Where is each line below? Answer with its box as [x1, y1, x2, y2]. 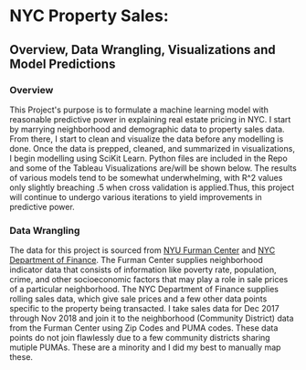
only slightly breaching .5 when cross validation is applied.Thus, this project [9, 182, 295, 193]
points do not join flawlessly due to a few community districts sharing [9, 333, 271, 344]
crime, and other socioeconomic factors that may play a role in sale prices [9, 274, 289, 285]
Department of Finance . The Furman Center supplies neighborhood [9, 255, 263, 266]
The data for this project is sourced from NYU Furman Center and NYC [9, 245, 276, 256]
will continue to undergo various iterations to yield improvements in [9, 191, 262, 202]
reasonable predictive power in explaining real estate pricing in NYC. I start [9, 113, 291, 124]
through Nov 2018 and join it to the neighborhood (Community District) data [9, 312, 294, 324]
